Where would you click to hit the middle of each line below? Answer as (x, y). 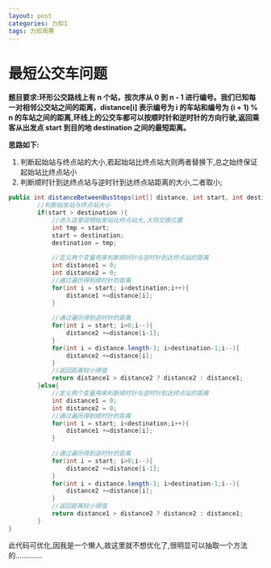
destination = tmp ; (84, 243)
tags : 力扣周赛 (31, 31)
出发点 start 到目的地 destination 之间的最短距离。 (106, 128)
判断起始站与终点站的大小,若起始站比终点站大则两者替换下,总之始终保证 (139, 162)
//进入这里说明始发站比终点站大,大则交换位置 (117, 220)
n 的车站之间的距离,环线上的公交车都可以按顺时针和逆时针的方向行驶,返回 (130, 117)
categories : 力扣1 (38, 23)
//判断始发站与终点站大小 (74, 206)
